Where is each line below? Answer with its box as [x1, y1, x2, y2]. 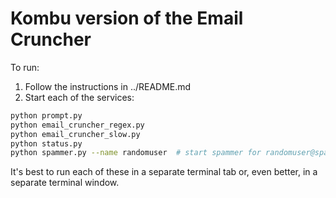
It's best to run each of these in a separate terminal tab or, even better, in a [10, 166, 318, 178]
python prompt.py [10, 110, 83, 121]
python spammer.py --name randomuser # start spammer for [10, 148, 262, 158]
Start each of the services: [24, 91, 135, 103]
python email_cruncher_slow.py [10, 129, 141, 139]
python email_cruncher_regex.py [10, 120, 145, 130]
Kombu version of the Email [10, 7, 244, 30]
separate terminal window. [10, 177, 120, 189]
